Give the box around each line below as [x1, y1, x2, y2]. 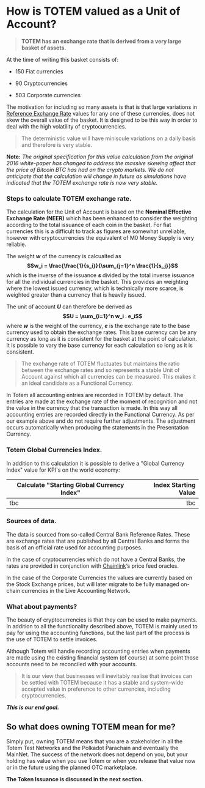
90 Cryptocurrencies [15, 80, 68, 87]
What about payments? [6, 602, 77, 611]
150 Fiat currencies [15, 67, 63, 75]
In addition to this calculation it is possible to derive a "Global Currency [6, 459, 185, 467]
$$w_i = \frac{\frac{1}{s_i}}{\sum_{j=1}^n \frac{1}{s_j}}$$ [27, 262, 178, 270]
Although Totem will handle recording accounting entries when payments [6, 647, 190, 655]
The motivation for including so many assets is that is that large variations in [6, 103, 197, 111]
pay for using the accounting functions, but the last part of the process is [6, 629, 190, 637]
